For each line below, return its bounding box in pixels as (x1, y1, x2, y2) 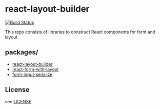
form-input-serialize (12, 72, 53, 77)
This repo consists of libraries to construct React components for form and (5, 29, 156, 35)
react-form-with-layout (12, 66, 59, 72)
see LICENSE (5, 98, 32, 104)
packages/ (5, 48, 39, 56)
